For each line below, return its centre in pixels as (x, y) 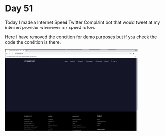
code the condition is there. (33, 42)
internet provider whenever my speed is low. (50, 27)
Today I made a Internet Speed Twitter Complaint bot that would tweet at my (82, 22)
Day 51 (19, 9)
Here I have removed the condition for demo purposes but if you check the (81, 37)
